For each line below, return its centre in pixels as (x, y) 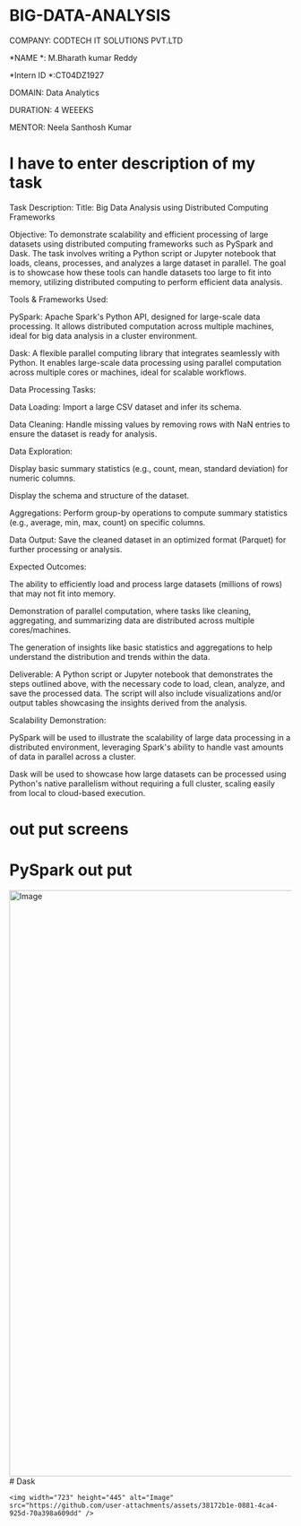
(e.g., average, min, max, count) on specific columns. (107, 522)
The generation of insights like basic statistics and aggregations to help (141, 647)
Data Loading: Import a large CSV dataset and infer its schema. (125, 407)
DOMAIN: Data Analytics (55, 92)
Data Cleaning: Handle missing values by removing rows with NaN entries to (150, 424)
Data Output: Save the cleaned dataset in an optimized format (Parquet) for (148, 540)
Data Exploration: (41, 451)
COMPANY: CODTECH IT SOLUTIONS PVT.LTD (96, 40)
